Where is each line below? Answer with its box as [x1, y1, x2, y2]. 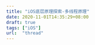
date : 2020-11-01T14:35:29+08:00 [6, 14, 89, 20]
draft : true [6, 19, 36, 25]
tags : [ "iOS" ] [6, 25, 42, 31]
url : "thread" [6, 30, 44, 36]
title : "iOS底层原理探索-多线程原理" [6, 8, 90, 15]
